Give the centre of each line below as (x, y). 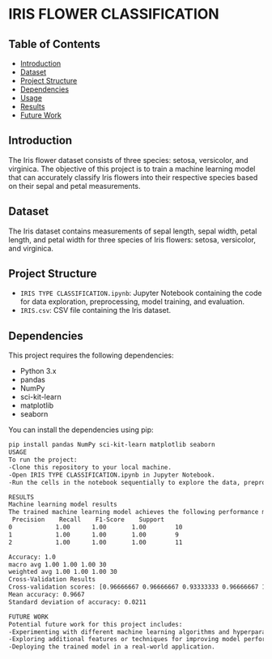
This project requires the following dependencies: (91, 355)
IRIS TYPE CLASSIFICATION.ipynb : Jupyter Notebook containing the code (141, 293)
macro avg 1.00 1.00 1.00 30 (57, 564)
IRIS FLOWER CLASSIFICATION (114, 14)
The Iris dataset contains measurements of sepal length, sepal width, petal (133, 231)
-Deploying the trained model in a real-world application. (112, 647)
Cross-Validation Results (52, 580)
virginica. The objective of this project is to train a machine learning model (132, 169)
